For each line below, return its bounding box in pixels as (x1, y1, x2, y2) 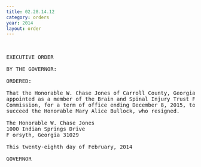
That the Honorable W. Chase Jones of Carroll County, (6, 90, 170, 96)
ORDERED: (6, 78, 32, 84)
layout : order (6, 25, 42, 32)
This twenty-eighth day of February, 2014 (6, 144, 133, 150)
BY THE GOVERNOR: (6, 66, 57, 72)
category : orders (6, 14, 50, 20)
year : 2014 (6, 20, 33, 26)
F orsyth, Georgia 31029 (6, 132, 79, 138)
